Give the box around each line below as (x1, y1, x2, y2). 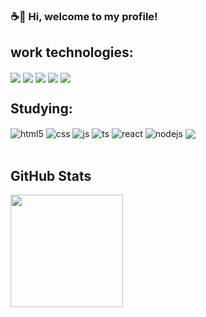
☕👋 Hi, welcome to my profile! (10, 9, 158, 23)
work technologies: (10, 44, 134, 61)
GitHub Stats (10, 167, 92, 184)
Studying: (10, 100, 73, 118)
